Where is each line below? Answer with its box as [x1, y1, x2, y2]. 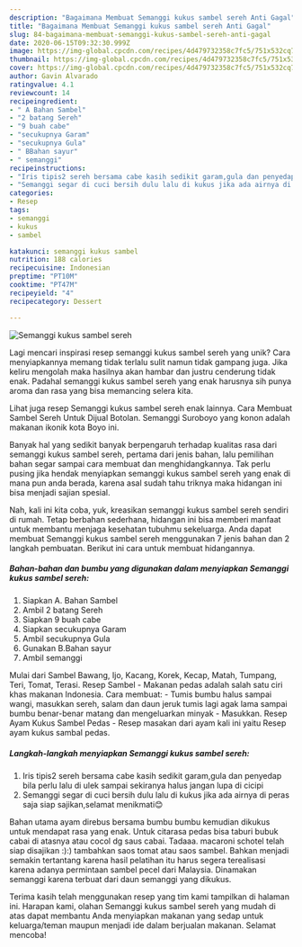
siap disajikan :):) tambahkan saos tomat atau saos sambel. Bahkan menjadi [9, 845, 289, 856]
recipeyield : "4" [9, 289, 75, 298]
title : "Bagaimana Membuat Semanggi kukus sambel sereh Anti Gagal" [9, 22, 271, 31]
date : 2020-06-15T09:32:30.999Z [9, 38, 130, 48]
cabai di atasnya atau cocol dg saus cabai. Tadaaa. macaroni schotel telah [9, 835, 285, 846]
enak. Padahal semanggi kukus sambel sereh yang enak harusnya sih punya [9, 375, 292, 387]
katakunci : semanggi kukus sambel [9, 246, 139, 256]
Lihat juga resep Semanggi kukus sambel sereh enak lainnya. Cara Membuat [9, 402, 293, 414]
